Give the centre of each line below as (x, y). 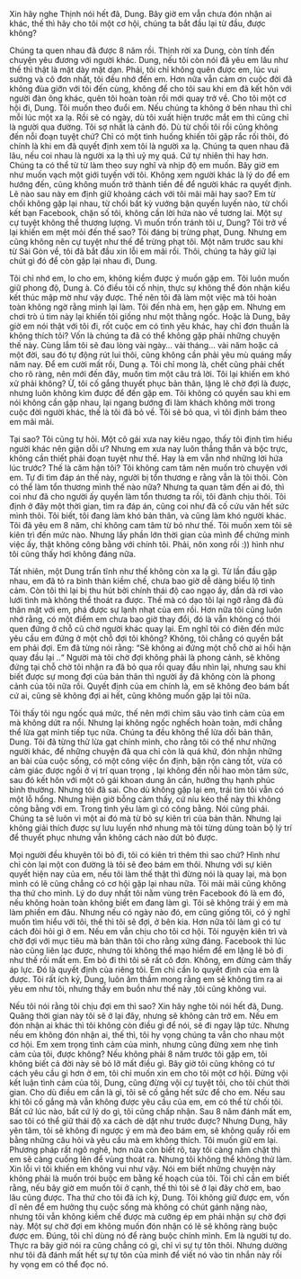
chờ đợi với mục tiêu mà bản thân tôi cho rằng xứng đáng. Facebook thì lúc (148, 941)
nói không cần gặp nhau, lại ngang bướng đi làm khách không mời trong (142, 402)
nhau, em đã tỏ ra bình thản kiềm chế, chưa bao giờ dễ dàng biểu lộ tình (142, 581)
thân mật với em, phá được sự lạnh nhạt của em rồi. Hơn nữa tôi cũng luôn (146, 609)
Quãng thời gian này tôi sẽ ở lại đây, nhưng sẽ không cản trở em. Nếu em (144, 1016)
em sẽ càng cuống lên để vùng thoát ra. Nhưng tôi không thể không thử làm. (151, 1159)
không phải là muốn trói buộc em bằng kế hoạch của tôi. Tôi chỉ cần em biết (150, 1178)
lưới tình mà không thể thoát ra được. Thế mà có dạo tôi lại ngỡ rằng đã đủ (146, 600)
